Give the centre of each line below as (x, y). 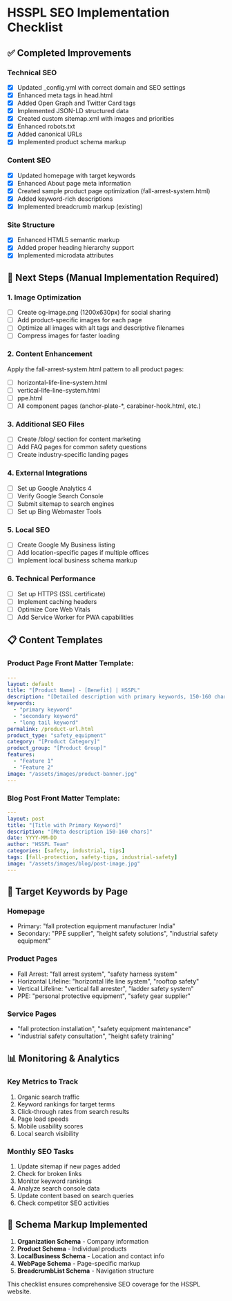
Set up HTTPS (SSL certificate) (61, 594)
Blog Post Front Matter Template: (64, 798)
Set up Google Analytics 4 (54, 488)
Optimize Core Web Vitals (54, 609)
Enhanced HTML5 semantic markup (68, 240)
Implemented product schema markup (71, 142)
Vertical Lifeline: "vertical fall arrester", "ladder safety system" (106, 988)
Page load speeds (43, 1119)
